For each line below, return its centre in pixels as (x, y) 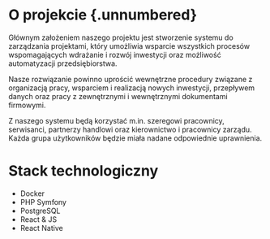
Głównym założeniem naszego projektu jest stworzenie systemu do (121, 37)
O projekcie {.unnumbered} (103, 15)
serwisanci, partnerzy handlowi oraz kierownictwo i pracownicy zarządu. (131, 129)
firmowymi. (27, 105)
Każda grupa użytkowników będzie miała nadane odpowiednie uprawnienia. (135, 138)
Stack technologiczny (84, 171)
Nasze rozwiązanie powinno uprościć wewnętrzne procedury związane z (131, 79)
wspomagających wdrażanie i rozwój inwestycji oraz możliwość (115, 54)
